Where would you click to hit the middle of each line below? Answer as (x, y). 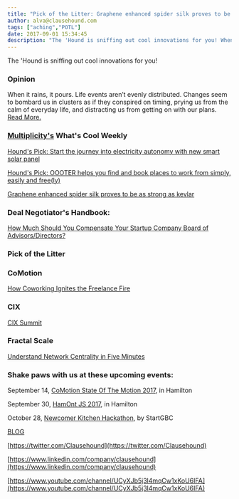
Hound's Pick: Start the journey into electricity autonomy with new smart (114, 151)
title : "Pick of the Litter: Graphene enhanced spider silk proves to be (119, 14)
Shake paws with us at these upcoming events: (91, 374)
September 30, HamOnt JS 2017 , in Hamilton (72, 404)
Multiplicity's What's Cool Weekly (68, 136)
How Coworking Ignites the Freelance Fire (69, 288)
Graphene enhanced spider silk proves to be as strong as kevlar (101, 194)
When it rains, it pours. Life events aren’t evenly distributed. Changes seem (117, 95)
